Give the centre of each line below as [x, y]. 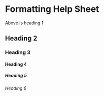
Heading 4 [16, 64]
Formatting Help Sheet [52, 9]
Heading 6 [16, 88]
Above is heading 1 [24, 23]
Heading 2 [21, 38]
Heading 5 [16, 76]
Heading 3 [18, 52]
